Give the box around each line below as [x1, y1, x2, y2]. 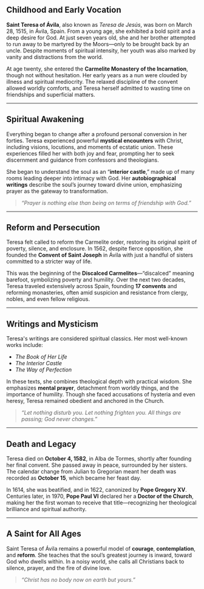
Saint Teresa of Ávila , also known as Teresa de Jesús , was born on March [6, 21, 192, 28]
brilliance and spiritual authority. [6, 506, 87, 513]
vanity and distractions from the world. [6, 53, 103, 60]
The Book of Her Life [15, 353, 68, 360]
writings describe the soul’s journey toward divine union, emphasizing [6, 181, 182, 188]
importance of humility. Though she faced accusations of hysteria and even [6, 391, 195, 398]
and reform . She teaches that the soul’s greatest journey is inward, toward [6, 551, 192, 559]
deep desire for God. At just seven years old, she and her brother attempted [6, 33, 196, 41]
